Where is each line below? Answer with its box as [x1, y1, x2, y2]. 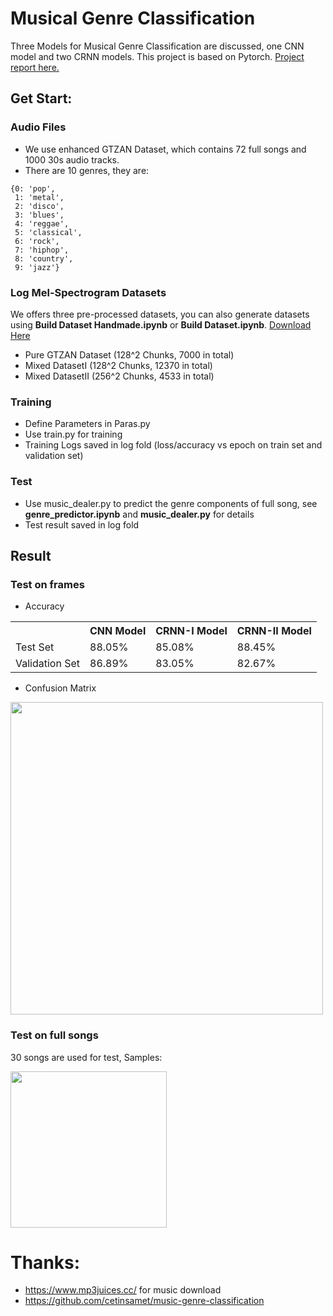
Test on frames [10, 577, 85, 591]
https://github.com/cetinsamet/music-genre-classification [24, 1295, 265, 1307]
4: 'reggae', [14, 218, 70, 229]
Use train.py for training [24, 428, 123, 441]
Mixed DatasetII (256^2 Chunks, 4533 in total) [24, 370, 215, 382]
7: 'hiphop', [14, 245, 70, 255]
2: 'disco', [14, 201, 65, 211]
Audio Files [10, 120, 67, 134]
